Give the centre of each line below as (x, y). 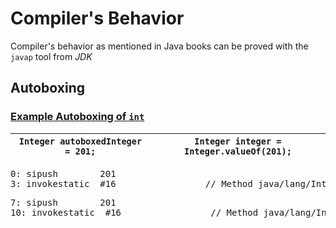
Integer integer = (238, 141)
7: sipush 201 (63, 202)
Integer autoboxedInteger (80, 141)
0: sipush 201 (63, 173)
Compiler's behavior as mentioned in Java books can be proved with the (159, 46)
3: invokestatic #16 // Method (131, 183)
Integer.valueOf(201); (237, 151)
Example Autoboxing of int (77, 117)
